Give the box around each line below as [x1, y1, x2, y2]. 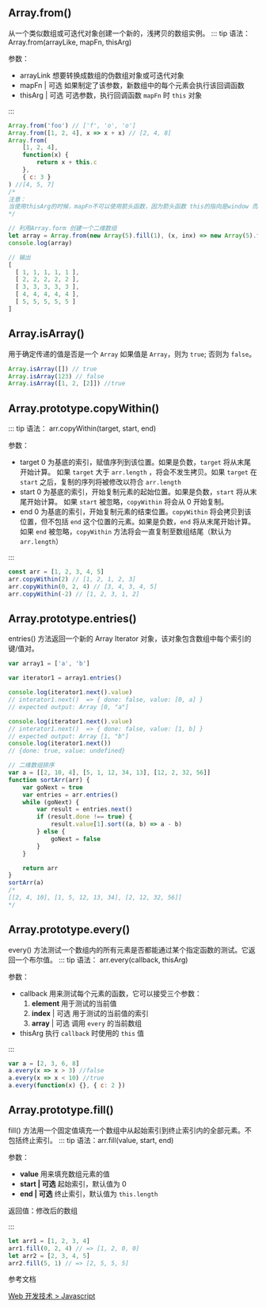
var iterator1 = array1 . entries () [8, 674, 123, 682]
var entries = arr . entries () [22, 791, 119, 799]
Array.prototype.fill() [8, 1103, 114, 1117]
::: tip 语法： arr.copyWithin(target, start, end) [8, 424, 157, 433]
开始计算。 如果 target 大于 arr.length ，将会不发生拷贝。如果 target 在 [19, 467, 257, 477]
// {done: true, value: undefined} [8, 747, 126, 755]
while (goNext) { [22, 798, 80, 806]
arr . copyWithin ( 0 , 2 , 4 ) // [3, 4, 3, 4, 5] [8, 582, 158, 590]
